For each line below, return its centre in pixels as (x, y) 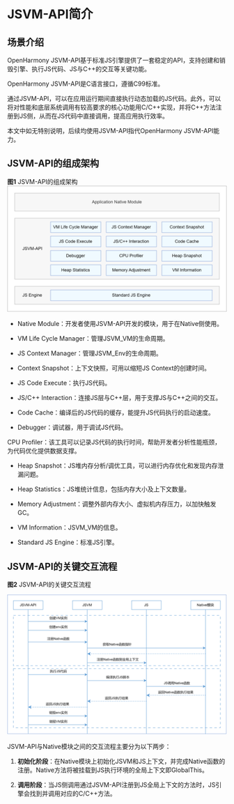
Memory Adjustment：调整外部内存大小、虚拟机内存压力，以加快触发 (117, 504)
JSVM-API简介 (50, 14)
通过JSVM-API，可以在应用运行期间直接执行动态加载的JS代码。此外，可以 (114, 99)
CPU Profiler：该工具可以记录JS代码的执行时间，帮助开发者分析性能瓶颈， (114, 442)
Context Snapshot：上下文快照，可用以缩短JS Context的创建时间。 (114, 368)
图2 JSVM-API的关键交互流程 (49, 585)
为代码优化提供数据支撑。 (44, 451)
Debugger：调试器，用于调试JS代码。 (72, 427)
